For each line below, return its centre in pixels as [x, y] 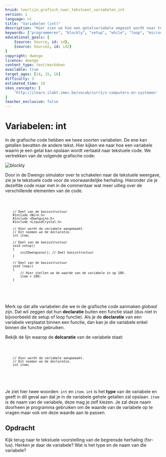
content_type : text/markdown [35, 65]
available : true [22, 70]
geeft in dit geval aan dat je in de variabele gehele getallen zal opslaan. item [82, 397]
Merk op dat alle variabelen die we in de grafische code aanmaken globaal [81, 306]
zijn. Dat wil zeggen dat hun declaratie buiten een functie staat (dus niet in [81, 311]
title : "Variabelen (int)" [33, 24]
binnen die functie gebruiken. [35, 327]
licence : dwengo [22, 60]
